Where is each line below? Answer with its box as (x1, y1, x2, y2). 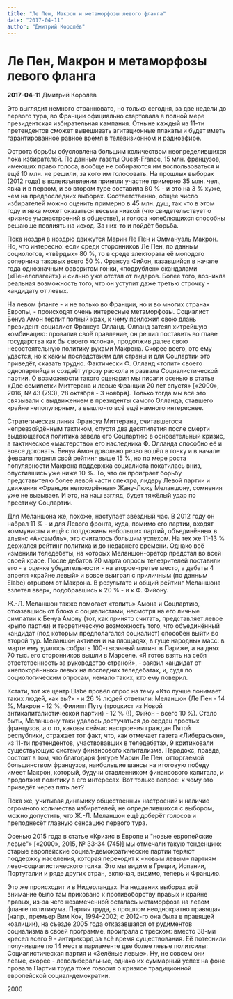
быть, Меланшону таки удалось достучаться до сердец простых (7, 716, 200, 725)
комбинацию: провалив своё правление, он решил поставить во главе (7, 330, 218, 338)
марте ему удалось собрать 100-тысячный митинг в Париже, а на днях (7, 644, 220, 652)
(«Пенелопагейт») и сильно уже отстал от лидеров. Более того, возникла (7, 272, 226, 281)
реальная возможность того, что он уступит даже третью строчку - (7, 279, 210, 288)
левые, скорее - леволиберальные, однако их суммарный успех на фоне (7, 957, 225, 965)
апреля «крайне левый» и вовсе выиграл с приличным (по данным (7, 572, 208, 580)
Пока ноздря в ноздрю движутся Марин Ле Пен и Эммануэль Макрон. (7, 235, 218, 244)
